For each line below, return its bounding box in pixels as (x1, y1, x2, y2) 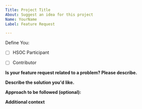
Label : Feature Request (5, 21, 55, 27)
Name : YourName (5, 17, 37, 22)
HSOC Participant (12, 49, 49, 56)
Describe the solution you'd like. (5, 79, 75, 86)
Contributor (12, 60, 37, 66)
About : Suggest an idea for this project (5, 12, 94, 17)
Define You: (5, 40, 30, 46)
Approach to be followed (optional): (5, 89, 82, 95)
